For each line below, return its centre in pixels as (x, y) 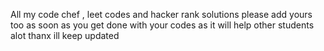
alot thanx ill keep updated (65, 35)
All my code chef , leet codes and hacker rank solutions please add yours (161, 14)
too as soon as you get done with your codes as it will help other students (162, 25)
